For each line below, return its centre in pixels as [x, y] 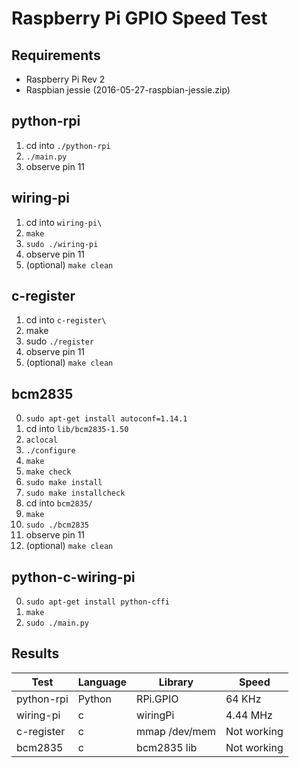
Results [35, 653]
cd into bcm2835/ [59, 503]
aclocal [41, 440]
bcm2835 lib [167, 747]
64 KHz [243, 699]
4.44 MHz [249, 715]
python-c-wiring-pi [73, 577]
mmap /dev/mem [176, 731]
